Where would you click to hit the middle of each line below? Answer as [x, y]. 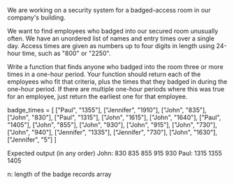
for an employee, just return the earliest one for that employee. [97, 96]
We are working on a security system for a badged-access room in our [109, 10]
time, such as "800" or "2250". [66, 53]
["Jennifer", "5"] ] [32, 140]
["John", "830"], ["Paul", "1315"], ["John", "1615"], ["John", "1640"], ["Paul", [114, 117]
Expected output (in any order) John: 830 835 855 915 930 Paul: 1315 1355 [115, 153]
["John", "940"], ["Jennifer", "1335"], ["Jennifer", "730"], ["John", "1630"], [112, 132]
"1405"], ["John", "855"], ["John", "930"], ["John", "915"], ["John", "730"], [112, 125]
